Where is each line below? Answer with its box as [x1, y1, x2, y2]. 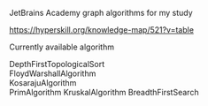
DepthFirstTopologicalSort [9, 59, 105, 69]
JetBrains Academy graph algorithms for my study [9, 8, 193, 18]
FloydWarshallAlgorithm [9, 68, 96, 79]
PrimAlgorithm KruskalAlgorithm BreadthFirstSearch [9, 87, 199, 97]
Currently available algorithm [9, 42, 115, 52]
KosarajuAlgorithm [9, 78, 77, 87]
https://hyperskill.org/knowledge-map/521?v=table [9, 25, 195, 34]
